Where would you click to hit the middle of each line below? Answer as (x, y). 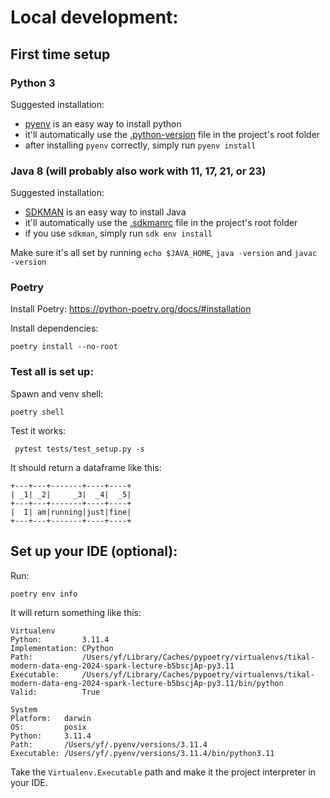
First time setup (60, 54)
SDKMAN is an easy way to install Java (105, 212)
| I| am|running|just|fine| (71, 512)
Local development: (94, 17)
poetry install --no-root (64, 347)
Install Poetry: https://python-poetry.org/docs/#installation (131, 309)
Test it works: (38, 430)
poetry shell (37, 412)
